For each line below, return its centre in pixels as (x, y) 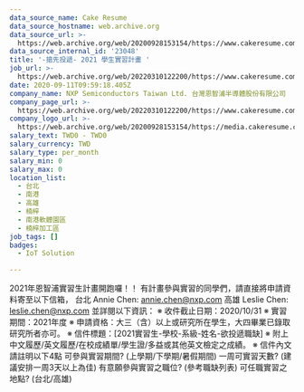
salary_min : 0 (36, 161)
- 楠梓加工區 (39, 228)
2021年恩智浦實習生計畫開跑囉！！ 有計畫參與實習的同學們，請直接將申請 (146, 288)
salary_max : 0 (36, 169)
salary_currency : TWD (50, 144)
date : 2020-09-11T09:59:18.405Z (70, 85)
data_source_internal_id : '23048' (75, 52)
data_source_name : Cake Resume (68, 18)
